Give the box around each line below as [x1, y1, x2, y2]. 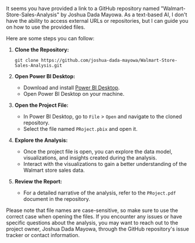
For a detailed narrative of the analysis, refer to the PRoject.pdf [23, 189, 176, 196]
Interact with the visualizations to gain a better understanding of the [23, 161, 187, 167]
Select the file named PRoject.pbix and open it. [23, 126, 138, 132]
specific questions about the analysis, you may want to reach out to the [6, 219, 179, 226]
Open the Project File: [14, 102, 69, 109]
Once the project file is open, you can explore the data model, [23, 148, 173, 155]
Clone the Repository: [14, 46, 69, 53]
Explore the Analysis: [14, 137, 68, 144]
